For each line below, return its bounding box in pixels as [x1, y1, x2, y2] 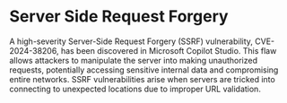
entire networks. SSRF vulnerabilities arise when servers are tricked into [9, 73, 275, 84]
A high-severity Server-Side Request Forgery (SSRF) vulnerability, [9, 36, 254, 47]
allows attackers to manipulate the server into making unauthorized [9, 55, 258, 65]
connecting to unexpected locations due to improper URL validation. [9, 83, 262, 94]
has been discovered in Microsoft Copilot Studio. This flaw [60, 45, 277, 56]
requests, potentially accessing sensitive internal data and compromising [9, 64, 279, 75]
